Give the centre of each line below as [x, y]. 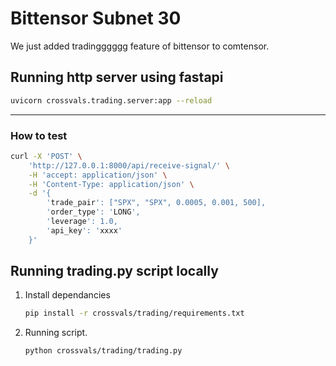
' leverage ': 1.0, [82, 222]
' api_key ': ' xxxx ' [84, 230]
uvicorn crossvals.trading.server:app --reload [111, 100]
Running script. [56, 333]
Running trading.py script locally [114, 271]
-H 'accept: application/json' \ [98, 175]
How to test [39, 135]
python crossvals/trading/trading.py [103, 351]
